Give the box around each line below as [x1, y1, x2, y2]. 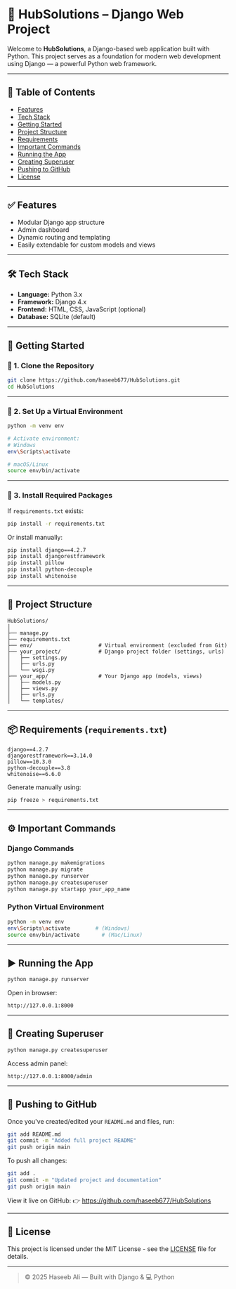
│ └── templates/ [7, 697, 65, 704]
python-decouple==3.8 [7, 764, 71, 772]
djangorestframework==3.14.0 [7, 752, 93, 759]
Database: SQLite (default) [17, 313, 96, 321]
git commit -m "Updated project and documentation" [7, 1177, 162, 1184]
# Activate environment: [7, 435, 80, 442]
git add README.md [7, 1131, 61, 1138]
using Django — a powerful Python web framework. [7, 59, 157, 67]
